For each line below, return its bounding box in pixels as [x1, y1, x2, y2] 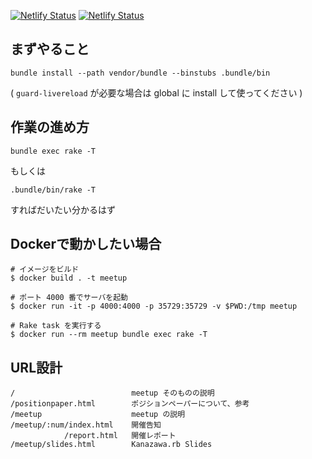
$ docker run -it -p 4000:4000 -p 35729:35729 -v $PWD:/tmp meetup [10, 301, 298, 312]
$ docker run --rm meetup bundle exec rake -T [10, 330, 208, 340]
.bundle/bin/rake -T [10, 185, 97, 195]
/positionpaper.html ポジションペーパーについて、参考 [10, 399, 250, 409]
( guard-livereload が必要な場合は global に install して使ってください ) [10, 86, 303, 99]
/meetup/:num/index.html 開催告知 [10, 420, 162, 430]
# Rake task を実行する [10, 321, 102, 331]
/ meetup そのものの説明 [10, 388, 215, 399]
